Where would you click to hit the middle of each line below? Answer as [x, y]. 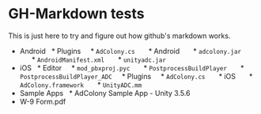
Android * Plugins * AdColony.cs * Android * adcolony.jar [130, 51]
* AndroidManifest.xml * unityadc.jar [98, 59]
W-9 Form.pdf [43, 101]
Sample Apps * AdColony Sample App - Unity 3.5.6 [105, 93]
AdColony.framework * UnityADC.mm [81, 85]
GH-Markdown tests [76, 14]
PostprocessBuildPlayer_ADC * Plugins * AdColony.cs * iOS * [136, 76]
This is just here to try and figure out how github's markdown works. [119, 36]
